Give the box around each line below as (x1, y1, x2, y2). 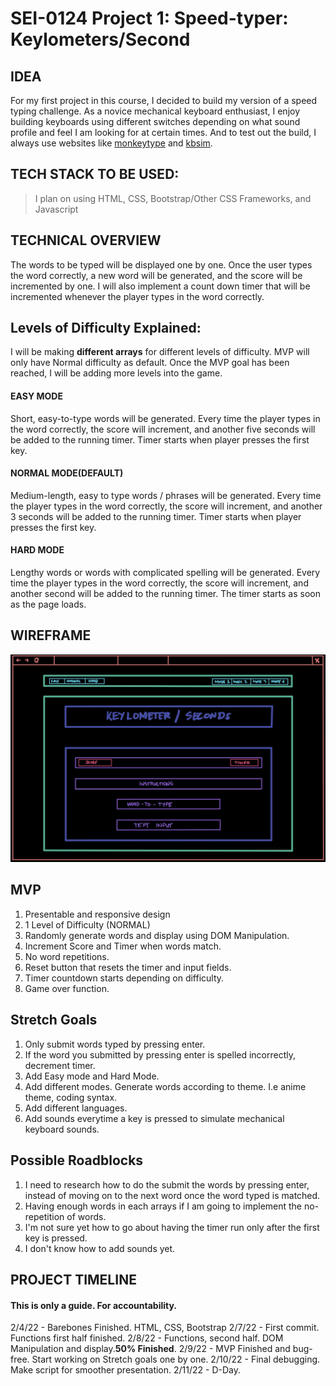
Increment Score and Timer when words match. (24, 940, 222, 952)
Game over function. (24, 982, 110, 994)
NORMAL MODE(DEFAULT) (10, 467, 124, 479)
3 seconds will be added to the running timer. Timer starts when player (10, 510, 302, 522)
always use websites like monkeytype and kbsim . (10, 137, 213, 149)
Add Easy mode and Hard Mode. (24, 1070, 160, 1082)
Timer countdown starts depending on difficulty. (24, 972, 225, 984)
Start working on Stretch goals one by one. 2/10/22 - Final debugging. (31, 1353, 321, 1366)
